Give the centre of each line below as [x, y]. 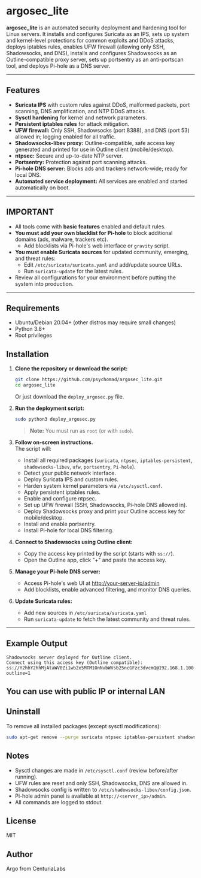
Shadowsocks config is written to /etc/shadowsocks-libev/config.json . [103, 789]
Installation [28, 354]
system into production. [44, 283]
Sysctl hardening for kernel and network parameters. [81, 117]
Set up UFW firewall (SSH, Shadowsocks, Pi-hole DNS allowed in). [105, 505]
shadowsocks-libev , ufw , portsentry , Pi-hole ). [80, 466]
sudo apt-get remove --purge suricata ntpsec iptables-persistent [91, 737]
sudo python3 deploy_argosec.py [55, 419]
